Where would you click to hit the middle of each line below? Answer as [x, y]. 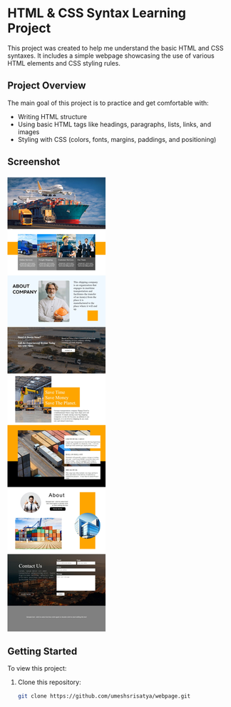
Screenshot [34, 162]
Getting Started [42, 651]
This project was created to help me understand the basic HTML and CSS [115, 48]
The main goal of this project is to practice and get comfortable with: [108, 103]
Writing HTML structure [52, 116]
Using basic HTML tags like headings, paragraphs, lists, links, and [114, 124]
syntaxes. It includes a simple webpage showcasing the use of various [111, 56]
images [29, 132]
